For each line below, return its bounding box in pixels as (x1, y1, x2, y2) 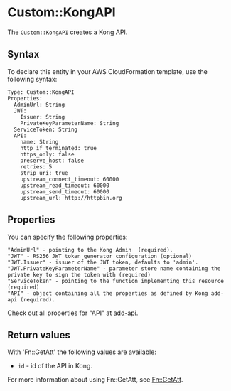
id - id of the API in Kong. (17, 362, 92, 370)
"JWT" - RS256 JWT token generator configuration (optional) (7, 252, 193, 259)
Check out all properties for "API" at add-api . (7, 309, 139, 317)
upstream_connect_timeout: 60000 (20, 176, 119, 183)
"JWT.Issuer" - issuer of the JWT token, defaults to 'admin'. (7, 259, 199, 266)
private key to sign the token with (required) (7, 271, 151, 278)
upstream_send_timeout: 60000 (20, 188, 110, 195)
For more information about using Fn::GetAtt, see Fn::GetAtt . (7, 375, 183, 384)
